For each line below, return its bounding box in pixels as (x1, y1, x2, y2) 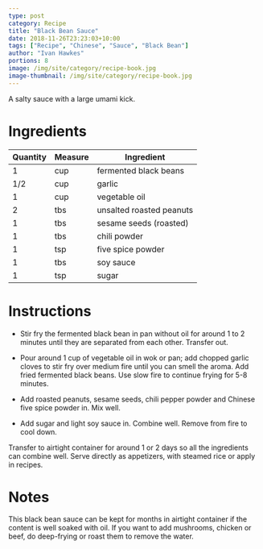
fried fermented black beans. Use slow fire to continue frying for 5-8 (19, 370, 248, 380)
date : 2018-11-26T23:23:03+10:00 (8, 34, 121, 43)
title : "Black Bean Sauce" (8, 27, 99, 35)
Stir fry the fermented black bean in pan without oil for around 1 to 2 (19, 328, 245, 339)
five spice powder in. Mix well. (19, 402, 121, 412)
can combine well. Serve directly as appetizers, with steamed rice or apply (8, 451, 256, 460)
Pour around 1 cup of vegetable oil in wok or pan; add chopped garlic (19, 352, 249, 363)
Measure (54, 151, 90, 162)
